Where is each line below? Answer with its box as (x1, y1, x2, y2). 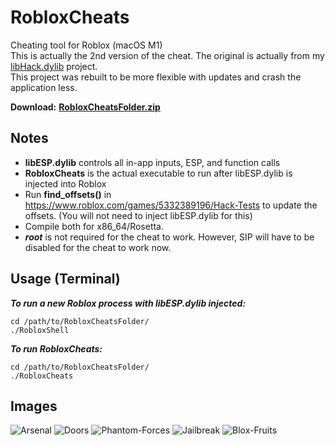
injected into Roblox (24, 177, 107, 190)
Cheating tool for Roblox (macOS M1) (10, 39, 163, 51)
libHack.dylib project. (10, 60, 98, 72)
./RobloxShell (10, 325, 70, 335)
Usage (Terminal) (10, 271, 121, 288)
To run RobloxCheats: (10, 342, 103, 355)
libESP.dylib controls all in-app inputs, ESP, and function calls (24, 156, 281, 168)
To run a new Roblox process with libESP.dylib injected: (10, 297, 247, 309)
